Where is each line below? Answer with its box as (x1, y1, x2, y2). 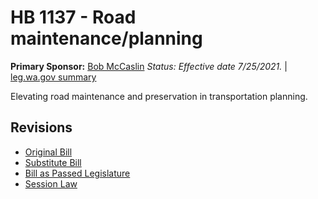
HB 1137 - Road (10, 6, 137, 29)
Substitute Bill (24, 156, 82, 168)
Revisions (10, 119, 73, 136)
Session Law (24, 177, 78, 190)
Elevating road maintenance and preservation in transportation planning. (10, 90, 308, 102)
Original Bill (24, 146, 73, 158)
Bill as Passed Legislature (24, 167, 131, 179)
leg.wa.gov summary (10, 71, 97, 83)
